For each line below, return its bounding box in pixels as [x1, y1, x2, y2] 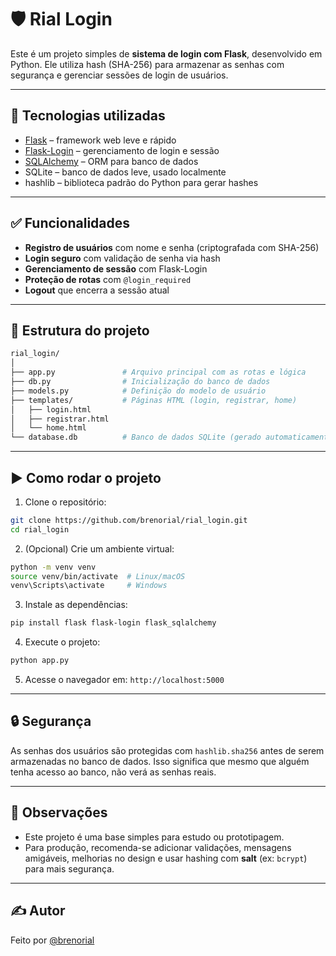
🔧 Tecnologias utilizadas [10, 107, 166, 125]
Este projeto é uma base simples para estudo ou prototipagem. [24, 831, 285, 843]
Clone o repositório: [24, 496, 107, 508]
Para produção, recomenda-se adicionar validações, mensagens [24, 841, 292, 853]
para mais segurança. [24, 862, 115, 875]
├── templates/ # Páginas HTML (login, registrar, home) [10, 395, 298, 405]
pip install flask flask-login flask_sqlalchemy [10, 618, 217, 628]
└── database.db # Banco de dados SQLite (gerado [10, 432, 262, 443]
